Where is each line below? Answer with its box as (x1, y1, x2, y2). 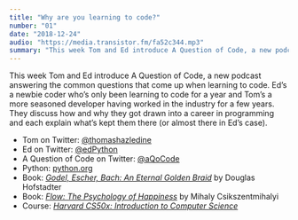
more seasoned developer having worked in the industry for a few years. (9, 98, 275, 109)
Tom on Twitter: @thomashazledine (21, 135, 153, 145)
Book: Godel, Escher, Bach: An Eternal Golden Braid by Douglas (21, 172, 255, 183)
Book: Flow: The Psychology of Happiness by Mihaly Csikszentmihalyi (21, 192, 279, 202)
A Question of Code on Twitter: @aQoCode (21, 153, 180, 164)
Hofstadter (21, 182, 62, 192)
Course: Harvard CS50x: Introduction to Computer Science (21, 200, 239, 211)
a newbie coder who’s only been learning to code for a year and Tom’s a (9, 90, 272, 100)
